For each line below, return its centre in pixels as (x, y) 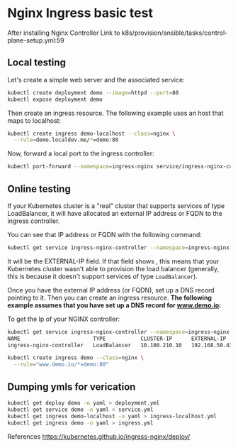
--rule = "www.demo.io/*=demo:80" (62, 365)
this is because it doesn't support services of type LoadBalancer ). (103, 276)
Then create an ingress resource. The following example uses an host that (116, 113)
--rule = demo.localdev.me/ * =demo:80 (66, 140)
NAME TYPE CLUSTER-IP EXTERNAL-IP (117, 339)
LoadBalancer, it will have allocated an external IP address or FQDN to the (115, 213)
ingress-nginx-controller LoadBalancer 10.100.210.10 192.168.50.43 (120, 345)
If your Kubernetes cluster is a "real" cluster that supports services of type (116, 206)
